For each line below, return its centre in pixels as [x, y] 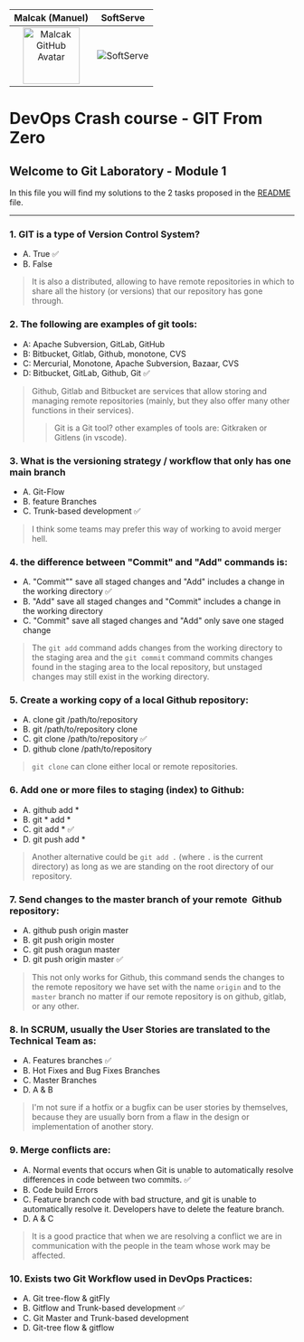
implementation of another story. [92, 1127]
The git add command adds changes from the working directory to [157, 648]
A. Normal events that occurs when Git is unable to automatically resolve [158, 1169]
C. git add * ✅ [48, 829]
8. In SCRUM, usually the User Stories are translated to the [140, 1030]
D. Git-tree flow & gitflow [68, 1328]
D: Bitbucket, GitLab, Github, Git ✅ [86, 373]
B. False [37, 264]
